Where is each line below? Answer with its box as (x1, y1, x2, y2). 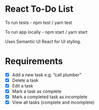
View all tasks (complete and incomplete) (12, 99, 95, 106)
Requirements (5, 56, 63, 67)
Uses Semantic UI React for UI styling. (5, 38, 82, 44)
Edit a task (12, 83, 33, 88)
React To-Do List (5, 3, 74, 15)
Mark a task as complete (12, 88, 62, 94)
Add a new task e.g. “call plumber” (12, 72, 82, 78)
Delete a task (12, 77, 39, 83)
